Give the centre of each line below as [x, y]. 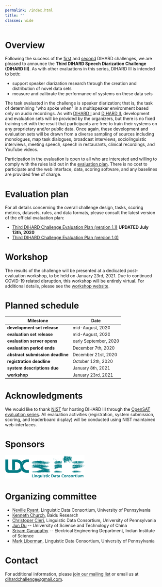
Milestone [38, 320]
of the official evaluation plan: [35, 218]
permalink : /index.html [29, 10]
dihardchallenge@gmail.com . [34, 579]
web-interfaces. [21, 425]
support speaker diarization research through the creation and [74, 84]
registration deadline [29, 361]
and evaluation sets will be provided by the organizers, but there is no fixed [80, 118]
